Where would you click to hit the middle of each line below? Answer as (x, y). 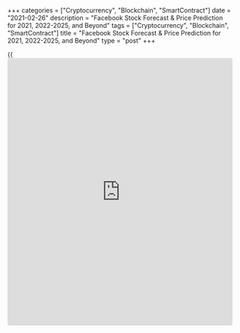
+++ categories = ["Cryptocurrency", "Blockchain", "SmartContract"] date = (119, 10)
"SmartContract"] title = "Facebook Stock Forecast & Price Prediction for (114, 33)
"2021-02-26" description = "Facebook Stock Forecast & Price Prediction (115, 18)
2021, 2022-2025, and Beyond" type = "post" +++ (81, 41)
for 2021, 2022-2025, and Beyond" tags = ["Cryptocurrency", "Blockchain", (118, 25)
